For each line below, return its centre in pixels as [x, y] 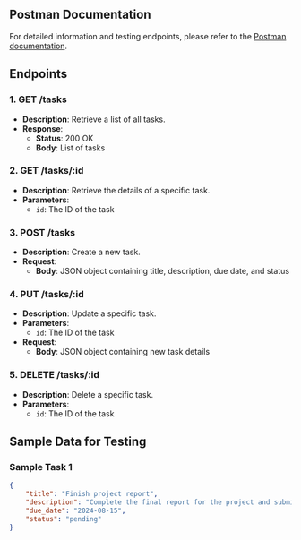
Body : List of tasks [70, 148]
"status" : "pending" [64, 519]
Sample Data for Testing [78, 442]
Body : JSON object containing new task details [123, 352]
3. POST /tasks [43, 232]
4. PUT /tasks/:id [47, 295]
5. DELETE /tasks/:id [55, 375]
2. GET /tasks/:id [47, 171]
